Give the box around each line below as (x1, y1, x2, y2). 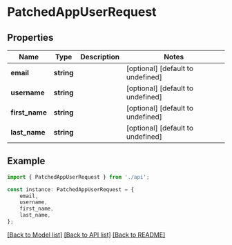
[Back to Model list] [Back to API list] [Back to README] (7, 231, 166, 239)
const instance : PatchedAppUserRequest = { (7, 186, 135, 193)
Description (80, 52, 119, 61)
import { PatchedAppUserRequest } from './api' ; (7, 173, 150, 180)
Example (7, 155, 46, 167)
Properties (7, 32, 54, 43)
